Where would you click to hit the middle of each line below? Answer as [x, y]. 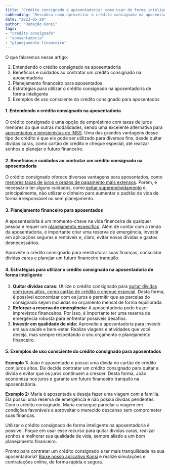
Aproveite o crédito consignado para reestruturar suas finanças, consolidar [83, 253]
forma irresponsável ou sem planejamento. [50, 199]
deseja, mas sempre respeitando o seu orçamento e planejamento [81, 335]
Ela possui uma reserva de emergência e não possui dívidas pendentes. [80, 399]
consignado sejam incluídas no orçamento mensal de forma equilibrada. [88, 302]
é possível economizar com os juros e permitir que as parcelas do [81, 297]
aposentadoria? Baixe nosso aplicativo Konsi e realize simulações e [75, 456]
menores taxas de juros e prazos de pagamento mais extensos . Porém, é [81, 182]
